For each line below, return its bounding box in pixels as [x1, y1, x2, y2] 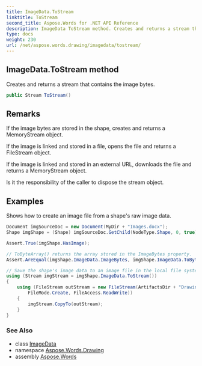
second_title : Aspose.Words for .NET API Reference [6, 20, 138, 26]
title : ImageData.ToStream [6, 8, 74, 15]
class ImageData [14, 340, 57, 347]
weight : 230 [6, 37, 36, 43]
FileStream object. [6, 149, 52, 156]
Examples [6, 196, 44, 206]
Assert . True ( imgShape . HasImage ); [6, 240, 90, 246]
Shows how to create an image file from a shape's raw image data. [6, 212, 171, 219]
